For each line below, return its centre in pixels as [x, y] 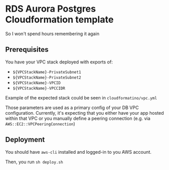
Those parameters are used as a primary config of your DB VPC [72, 108]
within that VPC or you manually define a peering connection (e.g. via [78, 118]
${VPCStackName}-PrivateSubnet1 [47, 72]
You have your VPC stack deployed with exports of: [59, 62]
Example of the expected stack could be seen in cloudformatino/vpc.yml [81, 97]
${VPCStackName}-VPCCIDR [39, 88]
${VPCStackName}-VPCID [37, 83]
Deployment [25, 140]
